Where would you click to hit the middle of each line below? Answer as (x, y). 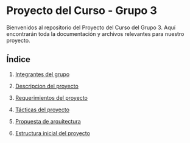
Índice (18, 59)
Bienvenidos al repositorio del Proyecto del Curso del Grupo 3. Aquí (91, 27)
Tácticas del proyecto (42, 110)
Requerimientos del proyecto (51, 97)
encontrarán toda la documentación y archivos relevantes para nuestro (95, 33)
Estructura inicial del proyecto (52, 133)
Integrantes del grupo (42, 74)
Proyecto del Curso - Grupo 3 (82, 11)
